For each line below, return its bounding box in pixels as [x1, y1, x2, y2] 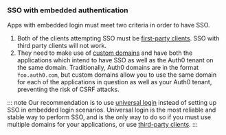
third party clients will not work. [16, 42, 106, 50]
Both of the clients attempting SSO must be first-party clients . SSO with [16, 34, 220, 42]
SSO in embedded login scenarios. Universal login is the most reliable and [7, 106, 216, 114]
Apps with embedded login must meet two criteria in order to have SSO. [7, 21, 211, 29]
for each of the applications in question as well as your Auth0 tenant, [16, 78, 212, 86]
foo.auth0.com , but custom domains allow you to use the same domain [16, 71, 217, 79]
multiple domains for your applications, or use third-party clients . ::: [7, 121, 198, 129]
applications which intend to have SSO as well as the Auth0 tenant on [16, 56, 214, 64]
